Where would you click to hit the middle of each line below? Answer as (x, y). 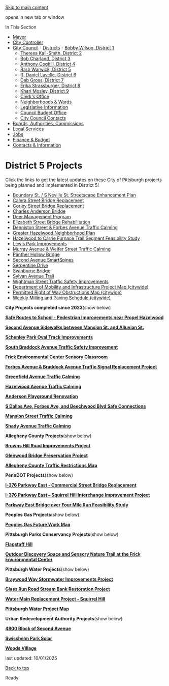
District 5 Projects (44, 166)
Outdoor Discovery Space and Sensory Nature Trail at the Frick (73, 554)
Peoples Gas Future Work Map (38, 524)
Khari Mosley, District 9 (45, 91)
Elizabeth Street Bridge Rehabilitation (51, 222)
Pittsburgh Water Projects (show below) (47, 569)
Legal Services (28, 129)
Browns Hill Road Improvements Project (48, 445)
